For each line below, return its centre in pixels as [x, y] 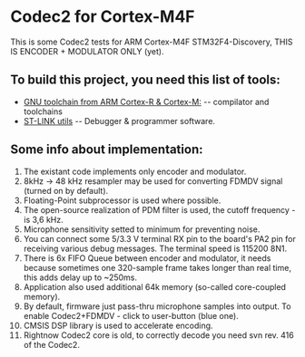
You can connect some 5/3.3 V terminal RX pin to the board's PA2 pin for [159, 238]
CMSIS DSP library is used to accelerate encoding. [118, 325]
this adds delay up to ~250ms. [80, 277]
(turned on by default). [66, 190]
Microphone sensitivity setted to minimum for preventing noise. [142, 229]
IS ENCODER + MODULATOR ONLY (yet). [87, 51]
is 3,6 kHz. [43, 219]
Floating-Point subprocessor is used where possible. [122, 200]
